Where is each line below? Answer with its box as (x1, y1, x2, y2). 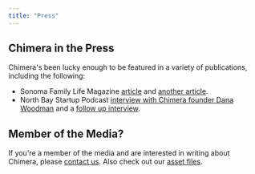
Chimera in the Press (8, 42, 115, 55)
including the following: (8, 71, 86, 81)
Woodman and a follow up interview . (19, 103, 140, 113)
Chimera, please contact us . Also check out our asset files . (8, 157, 203, 167)
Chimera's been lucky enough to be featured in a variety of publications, (8, 63, 248, 72)
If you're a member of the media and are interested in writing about (8, 148, 230, 158)
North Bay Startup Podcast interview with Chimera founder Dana (19, 95, 234, 105)
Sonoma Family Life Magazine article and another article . (19, 87, 208, 96)
